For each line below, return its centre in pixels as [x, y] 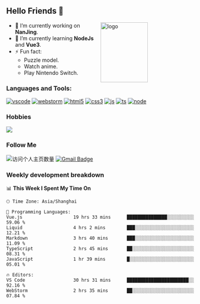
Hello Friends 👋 [35, 11]
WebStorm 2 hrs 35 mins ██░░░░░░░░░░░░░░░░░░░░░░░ [100, 291]
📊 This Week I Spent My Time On [49, 188]
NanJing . [26, 32]
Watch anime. [41, 66]
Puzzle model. [41, 60]
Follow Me [22, 145]
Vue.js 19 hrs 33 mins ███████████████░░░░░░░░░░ [100, 217]
